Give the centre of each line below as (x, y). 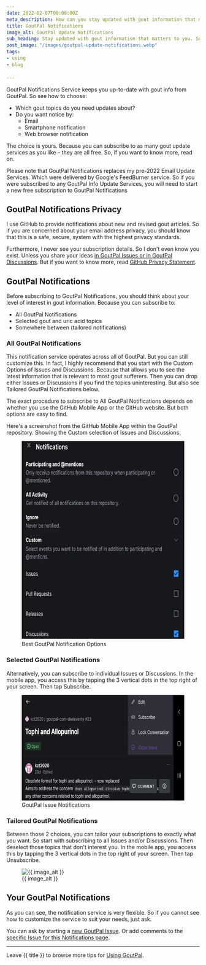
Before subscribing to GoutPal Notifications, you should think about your (98, 296)
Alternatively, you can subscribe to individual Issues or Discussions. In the (100, 673)
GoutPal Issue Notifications (56, 805)
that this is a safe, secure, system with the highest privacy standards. (94, 237)
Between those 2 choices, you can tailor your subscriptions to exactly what (101, 834)
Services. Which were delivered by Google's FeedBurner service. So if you (101, 177)
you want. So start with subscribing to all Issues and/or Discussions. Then (100, 841)
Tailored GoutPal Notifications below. (53, 389)
